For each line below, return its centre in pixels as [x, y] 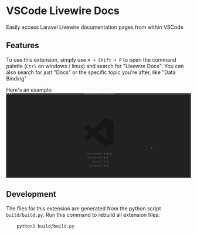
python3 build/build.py [46, 226]
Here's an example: [29, 90]
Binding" [17, 78]
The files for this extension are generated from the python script [84, 208]
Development [31, 194]
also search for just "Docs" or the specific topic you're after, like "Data [91, 72]
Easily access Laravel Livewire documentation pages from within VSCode [95, 27]
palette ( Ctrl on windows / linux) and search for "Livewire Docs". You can [95, 66]
